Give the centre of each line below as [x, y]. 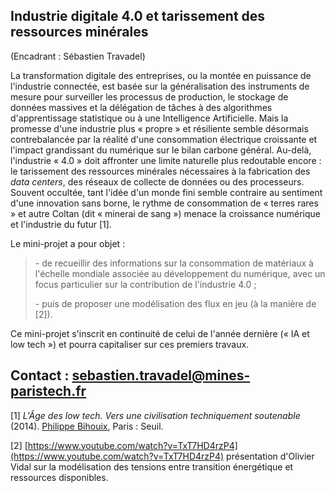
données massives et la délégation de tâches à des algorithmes [141, 107]
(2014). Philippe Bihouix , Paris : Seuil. [87, 426]
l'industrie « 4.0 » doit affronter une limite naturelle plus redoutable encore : [166, 160]
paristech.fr [48, 391]
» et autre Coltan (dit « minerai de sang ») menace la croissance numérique [166, 213]
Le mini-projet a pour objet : [68, 243]
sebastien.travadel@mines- [161, 375]
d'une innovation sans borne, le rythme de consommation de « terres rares [164, 203]
